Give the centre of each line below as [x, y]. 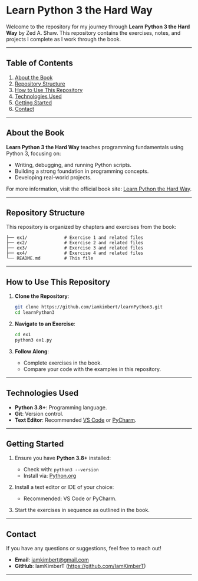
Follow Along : [32, 351]
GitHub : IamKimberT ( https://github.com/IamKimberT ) [80, 566]
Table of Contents [40, 63]
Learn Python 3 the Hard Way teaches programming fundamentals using [95, 147]
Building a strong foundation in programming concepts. [82, 171]
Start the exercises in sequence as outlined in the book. [82, 510]
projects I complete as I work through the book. [64, 39]
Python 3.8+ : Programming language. [61, 407]
